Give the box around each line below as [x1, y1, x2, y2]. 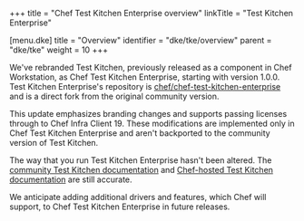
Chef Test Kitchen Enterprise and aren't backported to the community [9, 128, 270, 139]
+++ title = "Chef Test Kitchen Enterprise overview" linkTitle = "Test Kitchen [9, 8, 293, 18]
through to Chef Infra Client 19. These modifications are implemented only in [9, 118, 295, 129]
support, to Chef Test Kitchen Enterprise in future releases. [9, 201, 230, 212]
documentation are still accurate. [9, 174, 133, 185]
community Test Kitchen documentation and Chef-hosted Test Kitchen [9, 165, 274, 175]
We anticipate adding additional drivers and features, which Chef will [9, 192, 267, 202]
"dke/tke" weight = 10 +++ [9, 44, 109, 55]
